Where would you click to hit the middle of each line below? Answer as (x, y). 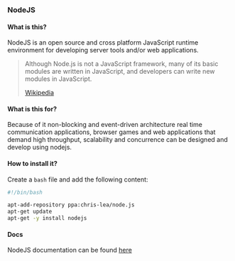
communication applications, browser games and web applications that (111, 132)
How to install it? (33, 163)
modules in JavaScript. (58, 79)
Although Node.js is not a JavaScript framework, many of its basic (121, 64)
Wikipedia (39, 93)
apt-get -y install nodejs (47, 218)
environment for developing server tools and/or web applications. (103, 50)
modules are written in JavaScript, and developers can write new (120, 72)
